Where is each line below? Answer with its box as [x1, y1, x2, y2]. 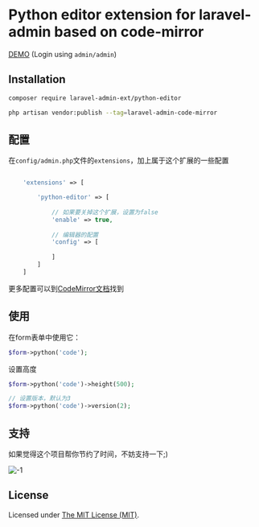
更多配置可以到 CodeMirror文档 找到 [8, 283, 125, 293]
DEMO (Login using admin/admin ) [8, 49, 117, 59]
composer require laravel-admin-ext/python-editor [8, 94, 182, 102]
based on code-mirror [54, 23, 204, 41]
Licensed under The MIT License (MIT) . [8, 509, 140, 520]
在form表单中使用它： [8, 332, 80, 342]
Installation [8, 72, 66, 86]
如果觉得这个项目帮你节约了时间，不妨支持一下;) [8, 449, 169, 459]
